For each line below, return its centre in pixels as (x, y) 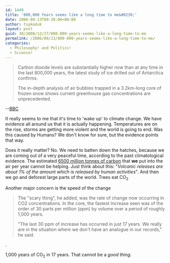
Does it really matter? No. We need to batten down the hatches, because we (85, 150)
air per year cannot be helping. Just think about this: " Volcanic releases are (84, 166)
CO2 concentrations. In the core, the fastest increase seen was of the (90, 203)
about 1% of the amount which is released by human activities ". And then (82, 172)
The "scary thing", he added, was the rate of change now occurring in (91, 198)
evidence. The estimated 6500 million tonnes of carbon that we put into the (84, 161)
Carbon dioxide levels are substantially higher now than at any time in (90, 67)
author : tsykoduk (24, 24)
